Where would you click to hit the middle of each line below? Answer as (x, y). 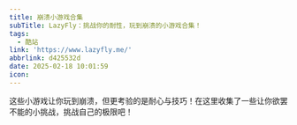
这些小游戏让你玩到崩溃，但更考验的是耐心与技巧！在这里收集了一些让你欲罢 (148, 100)
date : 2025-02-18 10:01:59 (59, 67)
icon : (19, 75)
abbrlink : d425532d (45, 58)
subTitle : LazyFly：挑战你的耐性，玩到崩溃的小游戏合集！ (105, 26)
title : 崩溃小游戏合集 (46, 17)
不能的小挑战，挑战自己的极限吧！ (71, 112)
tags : (19, 33)
